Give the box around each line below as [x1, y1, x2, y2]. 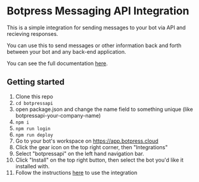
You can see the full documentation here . [7, 60, 108, 67]
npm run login [15, 125, 51, 132]
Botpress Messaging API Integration [7, 4, 189, 18]
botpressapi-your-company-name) [15, 112, 101, 119]
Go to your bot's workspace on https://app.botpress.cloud [15, 137, 158, 144]
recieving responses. [7, 30, 58, 37]
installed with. [15, 162, 50, 169]
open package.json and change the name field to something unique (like [15, 106, 193, 113]
